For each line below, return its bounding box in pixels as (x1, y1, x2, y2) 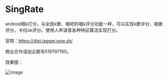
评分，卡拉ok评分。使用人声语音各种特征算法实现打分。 (5, 27, 121, 33)
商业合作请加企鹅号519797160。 (5, 48, 71, 54)
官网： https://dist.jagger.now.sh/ (5, 38, 73, 44)
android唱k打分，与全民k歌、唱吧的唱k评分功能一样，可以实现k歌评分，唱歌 (5, 21, 163, 27)
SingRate (5, 4, 44, 15)
